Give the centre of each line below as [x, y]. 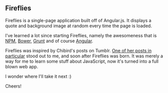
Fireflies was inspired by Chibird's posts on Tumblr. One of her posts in [78, 50]
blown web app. [22, 66]
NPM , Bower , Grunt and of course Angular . [49, 41]
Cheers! [13, 86]
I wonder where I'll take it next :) [38, 76]
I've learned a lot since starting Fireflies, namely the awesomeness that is [81, 35]
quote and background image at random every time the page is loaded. [78, 26]
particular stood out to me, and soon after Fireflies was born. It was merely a [84, 56]
